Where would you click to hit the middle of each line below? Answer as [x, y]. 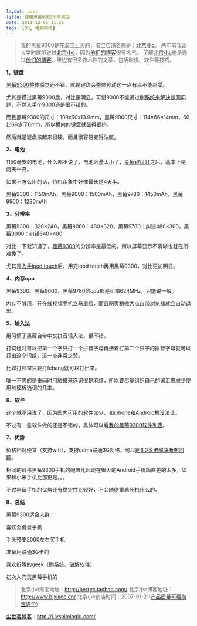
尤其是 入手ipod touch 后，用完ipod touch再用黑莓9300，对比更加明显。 [92, 266]
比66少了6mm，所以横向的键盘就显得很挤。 [59, 124]
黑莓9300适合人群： [30, 515]
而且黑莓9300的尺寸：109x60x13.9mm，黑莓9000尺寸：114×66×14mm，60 [98, 117]
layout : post [22, 11]
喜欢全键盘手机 [24, 527]
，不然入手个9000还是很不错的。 [51, 105]
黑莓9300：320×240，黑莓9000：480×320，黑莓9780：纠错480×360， [95, 226]
